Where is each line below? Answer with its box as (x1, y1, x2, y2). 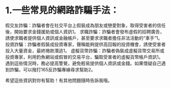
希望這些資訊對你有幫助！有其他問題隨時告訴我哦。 (5, 77, 112, 83)
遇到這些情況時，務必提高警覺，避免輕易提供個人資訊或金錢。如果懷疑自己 (5, 60, 161, 66)
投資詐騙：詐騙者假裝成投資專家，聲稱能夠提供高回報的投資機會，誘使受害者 (5, 41, 166, 47)
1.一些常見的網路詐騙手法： (5, 5, 120, 16)
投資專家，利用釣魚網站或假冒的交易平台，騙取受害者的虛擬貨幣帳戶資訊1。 (5, 54, 163, 60)
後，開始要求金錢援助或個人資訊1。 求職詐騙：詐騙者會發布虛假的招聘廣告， (5, 28, 164, 34)
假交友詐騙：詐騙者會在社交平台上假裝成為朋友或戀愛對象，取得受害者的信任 (5, 22, 166, 28)
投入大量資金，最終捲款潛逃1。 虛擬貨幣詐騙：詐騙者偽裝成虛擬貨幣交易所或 (5, 48, 164, 54)
